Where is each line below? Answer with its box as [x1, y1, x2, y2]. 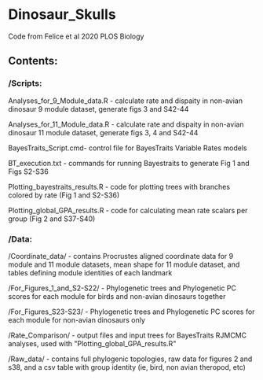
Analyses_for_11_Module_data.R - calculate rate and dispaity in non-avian [8, 120, 244, 129]
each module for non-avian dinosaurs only [8, 315, 145, 324]
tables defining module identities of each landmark [8, 267, 173, 277]
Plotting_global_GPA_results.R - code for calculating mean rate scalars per [8, 205, 248, 215]
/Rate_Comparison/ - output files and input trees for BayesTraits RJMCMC [8, 330, 247, 340]
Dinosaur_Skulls [8, 6, 116, 24]
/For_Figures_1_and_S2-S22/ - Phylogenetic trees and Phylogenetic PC [8, 283, 237, 293]
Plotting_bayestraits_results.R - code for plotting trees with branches [8, 182, 230, 191]
